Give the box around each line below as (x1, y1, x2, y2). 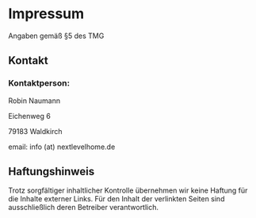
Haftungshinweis (8, 165, 95, 178)
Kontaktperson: (8, 78, 70, 89)
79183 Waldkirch (8, 126, 63, 136)
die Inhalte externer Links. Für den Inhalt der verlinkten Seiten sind (8, 194, 225, 204)
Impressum (8, 5, 85, 23)
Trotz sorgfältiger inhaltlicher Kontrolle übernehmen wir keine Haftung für (8, 185, 248, 195)
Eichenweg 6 (8, 111, 52, 120)
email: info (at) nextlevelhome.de (8, 142, 116, 151)
